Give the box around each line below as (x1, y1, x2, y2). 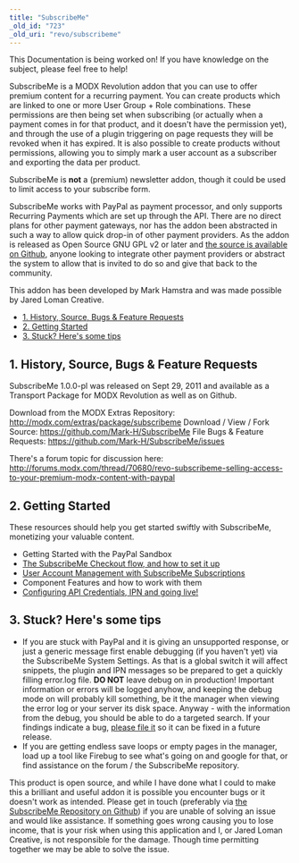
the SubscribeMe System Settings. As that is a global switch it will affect (21, 655, 288, 666)
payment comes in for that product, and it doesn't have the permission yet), (9, 119, 287, 130)
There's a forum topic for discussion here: (9, 453, 163, 464)
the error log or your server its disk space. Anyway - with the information (21, 703, 291, 714)
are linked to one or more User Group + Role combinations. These (9, 100, 252, 111)
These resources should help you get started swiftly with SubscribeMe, (9, 522, 272, 532)
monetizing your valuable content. (9, 531, 135, 542)
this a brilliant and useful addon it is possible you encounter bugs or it (9, 786, 265, 797)
